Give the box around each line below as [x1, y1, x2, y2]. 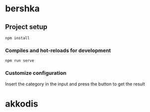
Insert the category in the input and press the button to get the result [5, 81, 145, 87]
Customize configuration [5, 70, 67, 76]
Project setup [5, 23, 48, 31]
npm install [5, 36, 30, 40]
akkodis [5, 98, 39, 109]
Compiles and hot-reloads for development [5, 47, 111, 54]
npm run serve [5, 58, 35, 63]
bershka [5, 3, 40, 14]
